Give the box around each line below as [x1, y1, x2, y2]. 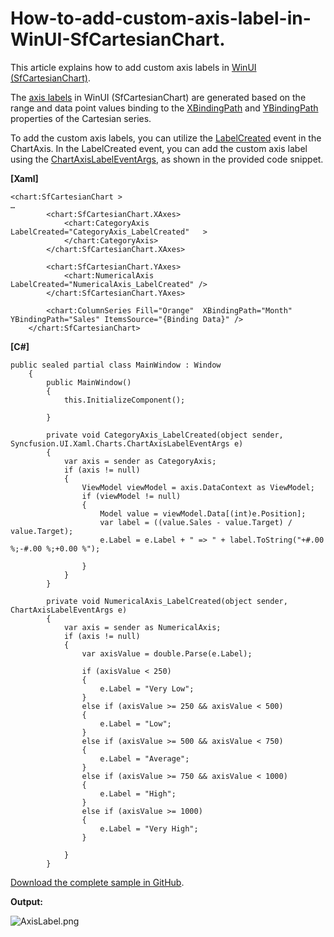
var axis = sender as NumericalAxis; [63, 622, 222, 632]
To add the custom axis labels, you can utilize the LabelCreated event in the [10, 132, 322, 144]
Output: [10, 895, 43, 907]
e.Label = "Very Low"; [99, 683, 195, 694]
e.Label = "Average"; [99, 753, 190, 764]
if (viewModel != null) [81, 491, 182, 501]
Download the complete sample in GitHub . [10, 876, 185, 888]
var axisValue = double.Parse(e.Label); [81, 648, 253, 659]
